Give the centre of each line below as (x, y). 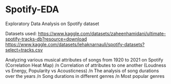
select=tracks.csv (24, 50)
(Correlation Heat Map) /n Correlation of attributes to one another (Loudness (86, 65)
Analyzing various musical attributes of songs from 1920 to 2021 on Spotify (84, 59)
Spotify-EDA (32, 9)
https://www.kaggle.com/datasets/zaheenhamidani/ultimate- (102, 33)
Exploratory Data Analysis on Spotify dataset (52, 24)
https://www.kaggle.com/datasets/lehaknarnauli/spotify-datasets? (75, 44)
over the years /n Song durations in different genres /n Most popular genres (85, 76)
